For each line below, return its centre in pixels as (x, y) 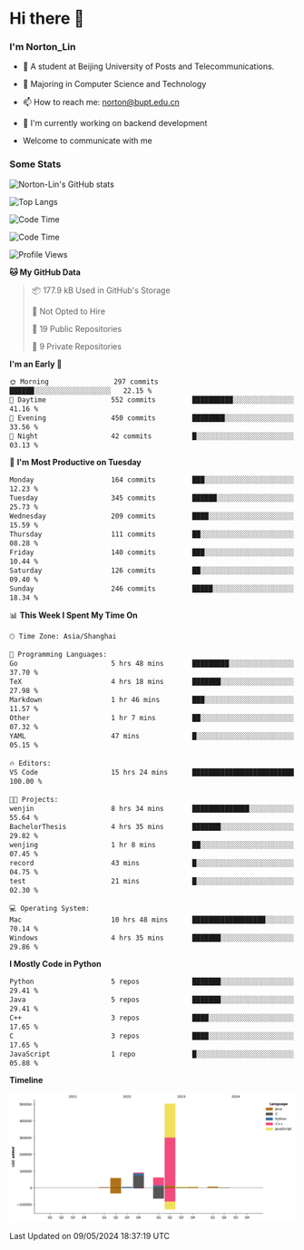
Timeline (26, 1079)
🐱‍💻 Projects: (34, 799)
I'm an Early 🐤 (36, 364)
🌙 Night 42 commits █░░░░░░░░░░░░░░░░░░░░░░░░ (152, 436)
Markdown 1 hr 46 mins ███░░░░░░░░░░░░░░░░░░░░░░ (152, 699)
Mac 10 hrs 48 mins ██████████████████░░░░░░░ (152, 920)
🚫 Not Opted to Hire (69, 311)
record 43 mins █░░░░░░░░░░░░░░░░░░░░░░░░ (152, 863)
